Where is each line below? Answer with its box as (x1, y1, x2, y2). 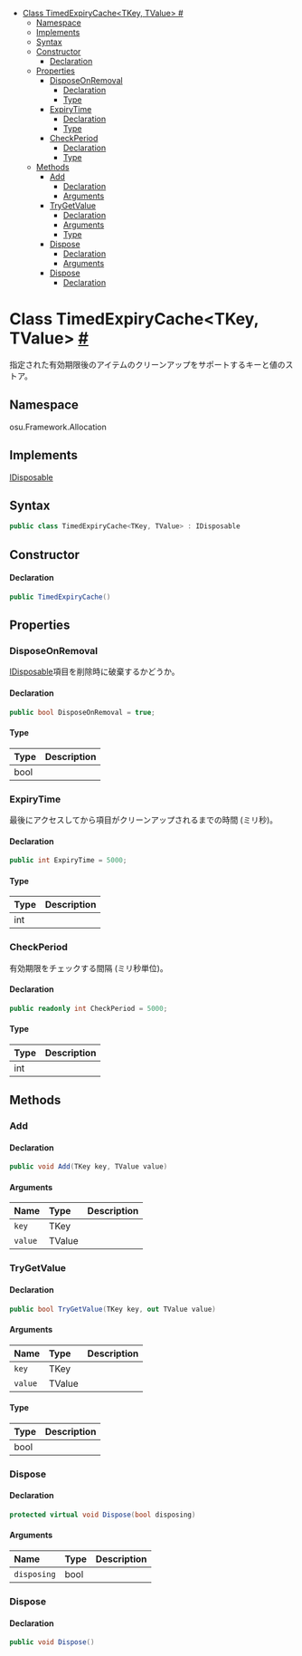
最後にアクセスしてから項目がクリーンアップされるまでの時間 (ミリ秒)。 (9, 814, 278, 825)
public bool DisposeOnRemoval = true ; (9, 708, 156, 717)
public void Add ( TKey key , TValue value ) (9, 1162, 168, 1171)
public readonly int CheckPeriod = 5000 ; (9, 1004, 168, 1013)
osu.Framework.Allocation (9, 421, 107, 432)
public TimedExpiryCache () (9, 592, 111, 602)
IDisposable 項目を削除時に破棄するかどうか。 (9, 666, 180, 678)
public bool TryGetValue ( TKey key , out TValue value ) (9, 1305, 217, 1314)
